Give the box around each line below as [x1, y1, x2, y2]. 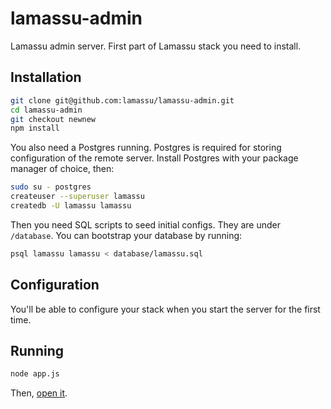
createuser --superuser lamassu [10, 192, 145, 202]
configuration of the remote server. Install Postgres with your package [10, 152, 299, 164]
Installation [10, 69, 82, 86]
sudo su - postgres [10, 182, 92, 192]
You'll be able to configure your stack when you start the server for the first [10, 303, 321, 315]
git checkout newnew [10, 114, 97, 124]
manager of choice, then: [10, 163, 115, 175]
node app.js [10, 369, 60, 379]
